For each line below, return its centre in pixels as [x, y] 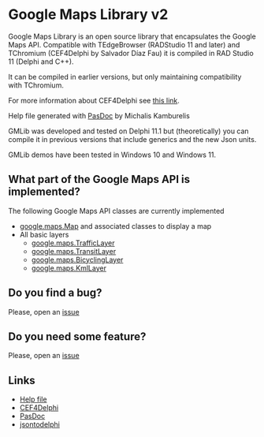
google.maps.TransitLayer [74, 251]
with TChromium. [36, 85]
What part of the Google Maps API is [99, 179]
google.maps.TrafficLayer [73, 243]
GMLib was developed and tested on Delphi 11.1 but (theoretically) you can [129, 131]
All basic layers [44, 234]
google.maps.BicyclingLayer [77, 260]
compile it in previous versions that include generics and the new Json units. [132, 139]
